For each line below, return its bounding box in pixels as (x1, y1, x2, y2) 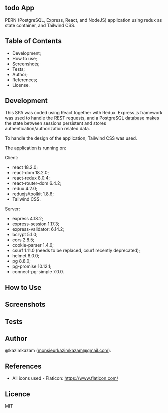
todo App (5, 4, 35, 12)
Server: (5, 206, 20, 212)
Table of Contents (5, 37, 62, 45)
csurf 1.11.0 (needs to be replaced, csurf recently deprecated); (12, 247, 140, 254)
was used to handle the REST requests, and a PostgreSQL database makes (5, 115, 159, 121)
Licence (5, 390, 31, 398)
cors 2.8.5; (12, 237, 35, 243)
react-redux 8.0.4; (12, 175, 50, 181)
